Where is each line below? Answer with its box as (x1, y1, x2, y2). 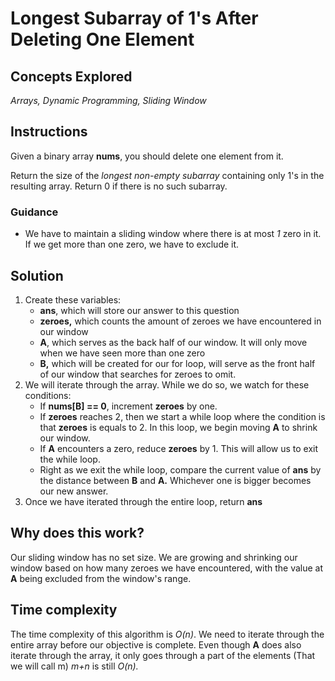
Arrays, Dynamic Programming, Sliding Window (10, 95, 207, 106)
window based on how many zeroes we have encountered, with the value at (10, 562, 324, 574)
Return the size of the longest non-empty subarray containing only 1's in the (10, 169, 325, 181)
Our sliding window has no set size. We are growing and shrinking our (10, 551, 298, 563)
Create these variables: (24, 293, 122, 306)
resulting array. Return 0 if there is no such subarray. (10, 180, 228, 192)
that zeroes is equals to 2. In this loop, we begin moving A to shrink (39, 421, 318, 433)
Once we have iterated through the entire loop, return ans (24, 495, 263, 507)
